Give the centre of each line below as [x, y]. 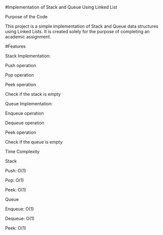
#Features [16, 46]
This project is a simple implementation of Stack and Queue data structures [82, 26]
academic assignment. [28, 37]
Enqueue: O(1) [20, 209]
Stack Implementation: [28, 56]
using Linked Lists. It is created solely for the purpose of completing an [77, 31]
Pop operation [20, 75]
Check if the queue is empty [34, 142]
